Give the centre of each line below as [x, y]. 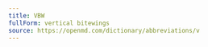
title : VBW [27, 16]
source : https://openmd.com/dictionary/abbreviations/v [104, 30]
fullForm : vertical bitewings [59, 23]
